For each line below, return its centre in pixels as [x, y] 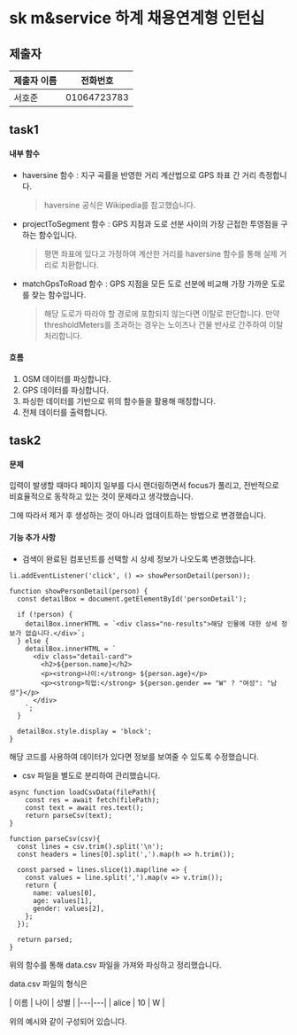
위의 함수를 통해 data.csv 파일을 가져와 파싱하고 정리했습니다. [116, 965]
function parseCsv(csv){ [55, 838]
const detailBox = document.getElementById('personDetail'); [132, 599]
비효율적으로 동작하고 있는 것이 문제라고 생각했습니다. [101, 496]
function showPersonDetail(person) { [79, 591]
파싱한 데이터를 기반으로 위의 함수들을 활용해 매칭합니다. [119, 401]
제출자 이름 [35, 81]
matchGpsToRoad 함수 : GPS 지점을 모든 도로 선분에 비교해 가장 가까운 [145, 284]
